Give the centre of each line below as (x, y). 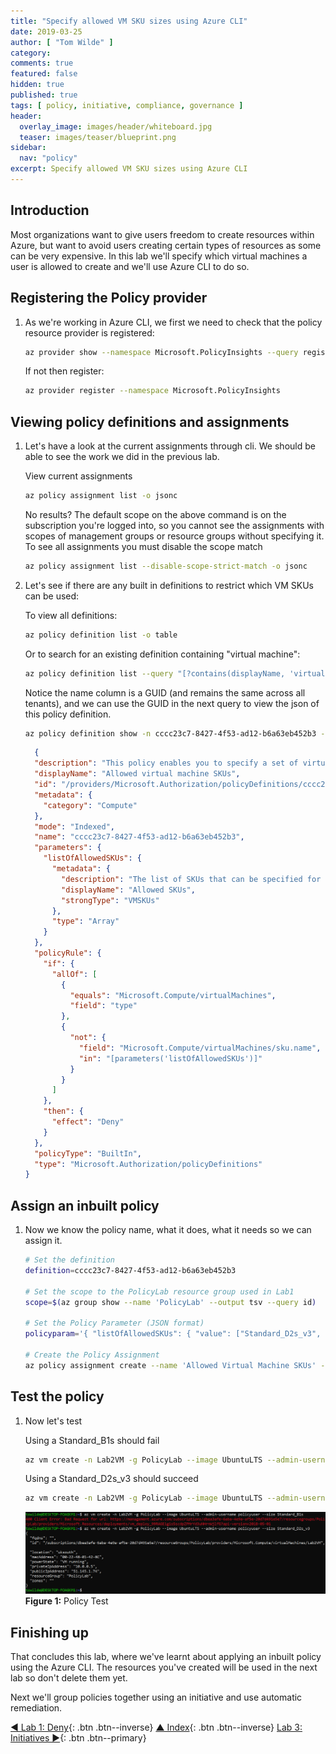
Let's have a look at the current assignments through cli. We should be (170, 446)
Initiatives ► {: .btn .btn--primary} (78, 1737)
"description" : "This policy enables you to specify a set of (166, 763)
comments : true (42, 63)
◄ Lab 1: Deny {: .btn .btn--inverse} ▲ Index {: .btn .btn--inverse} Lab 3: (156, 1727)
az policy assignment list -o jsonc (101, 496)
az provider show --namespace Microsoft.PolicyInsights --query (161, 352)
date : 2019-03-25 (46, 31)
